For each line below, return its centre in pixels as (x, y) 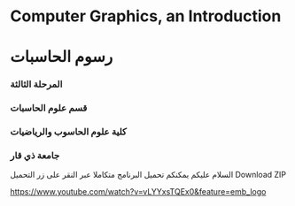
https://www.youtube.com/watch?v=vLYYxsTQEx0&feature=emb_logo (138, 192)
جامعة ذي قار (35, 156)
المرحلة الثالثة (36, 84)
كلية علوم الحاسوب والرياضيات (69, 132)
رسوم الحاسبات (62, 57)
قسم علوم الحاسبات (49, 108)
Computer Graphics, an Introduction (146, 16)
